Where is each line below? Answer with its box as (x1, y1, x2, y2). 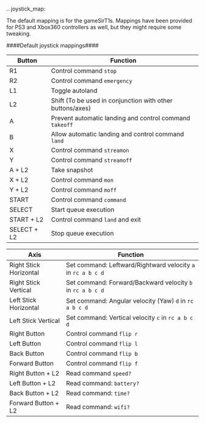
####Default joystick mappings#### (6, 42, 99, 49)
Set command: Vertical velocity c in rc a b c (66, 314, 193, 322)
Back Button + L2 (9, 389, 59, 397)
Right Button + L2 (9, 369, 60, 377)
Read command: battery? (66, 379, 140, 387)
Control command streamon (51, 146, 129, 154)
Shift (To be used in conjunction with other (51, 96, 173, 104)
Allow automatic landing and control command (51, 130, 184, 138)
